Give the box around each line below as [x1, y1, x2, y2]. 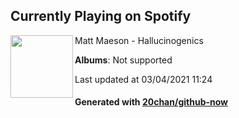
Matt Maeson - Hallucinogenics [74, 34, 204, 46]
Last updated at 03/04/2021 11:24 [74, 73, 213, 85]
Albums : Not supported [74, 54, 173, 66]
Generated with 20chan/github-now [74, 96, 229, 108]
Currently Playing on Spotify [10, 8, 192, 25]
